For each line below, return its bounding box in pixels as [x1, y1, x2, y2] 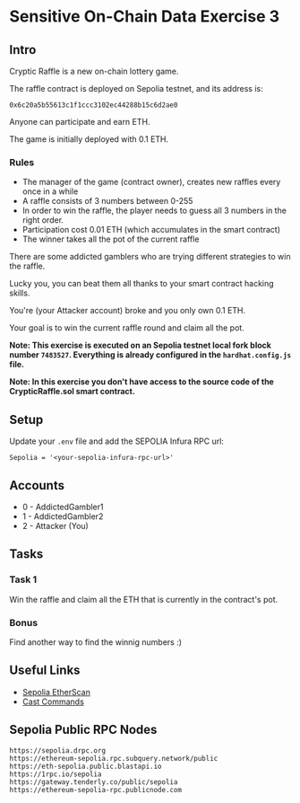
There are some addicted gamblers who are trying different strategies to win [9, 251, 291, 262]
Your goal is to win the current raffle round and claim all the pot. [9, 322, 244, 333]
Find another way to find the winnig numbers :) [9, 636, 182, 648]
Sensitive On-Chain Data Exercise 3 [9, 6, 280, 27]
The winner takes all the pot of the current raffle [21, 234, 200, 244]
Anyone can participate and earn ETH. [9, 117, 150, 127]
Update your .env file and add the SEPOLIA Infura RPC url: [9, 436, 224, 446]
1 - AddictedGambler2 [21, 510, 104, 522]
